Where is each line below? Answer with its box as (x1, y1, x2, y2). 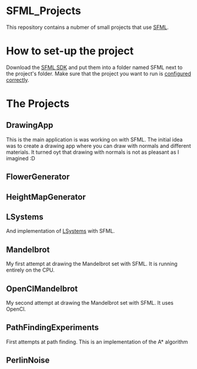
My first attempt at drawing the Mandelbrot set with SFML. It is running (6, 261, 178, 268)
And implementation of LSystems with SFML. (6, 228, 115, 235)
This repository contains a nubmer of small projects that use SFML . (6, 24, 169, 31)
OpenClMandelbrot (6, 284, 78, 294)
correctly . (6, 76, 29, 83)
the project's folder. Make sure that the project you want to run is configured (6, 70, 191, 77)
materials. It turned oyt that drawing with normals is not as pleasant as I (6, 149, 179, 156)
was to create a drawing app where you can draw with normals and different (6, 142, 191, 149)
